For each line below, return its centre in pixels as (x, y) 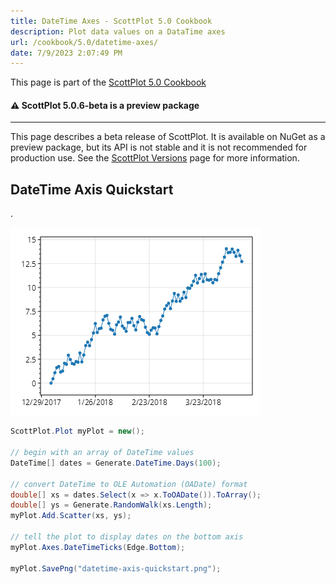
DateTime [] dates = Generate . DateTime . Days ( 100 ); (116, 463)
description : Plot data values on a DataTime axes (118, 31)
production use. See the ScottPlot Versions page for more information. (155, 158)
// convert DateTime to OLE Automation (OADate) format (129, 484)
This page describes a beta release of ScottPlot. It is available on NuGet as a (168, 137)
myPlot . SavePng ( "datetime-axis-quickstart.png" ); (116, 568)
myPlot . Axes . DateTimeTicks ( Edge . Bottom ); (98, 547)
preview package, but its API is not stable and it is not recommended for (159, 147)
